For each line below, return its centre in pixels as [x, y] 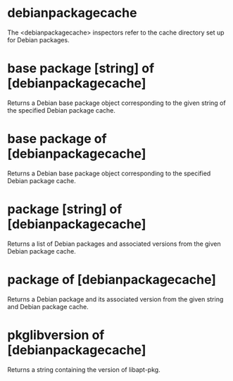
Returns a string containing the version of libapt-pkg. [84, 369]
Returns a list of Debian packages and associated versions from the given [114, 244]
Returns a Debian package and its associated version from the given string [115, 299]
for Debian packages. [38, 39]
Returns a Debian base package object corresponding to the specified [109, 173]
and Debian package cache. [48, 306]
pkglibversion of [56, 335]
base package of [57, 139]
